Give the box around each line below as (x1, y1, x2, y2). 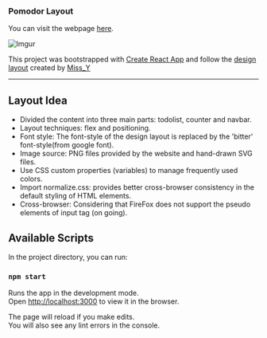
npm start (8, 272, 46, 281)
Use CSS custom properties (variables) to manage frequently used (19, 166, 238, 175)
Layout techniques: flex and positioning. (19, 124, 151, 133)
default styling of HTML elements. (19, 191, 132, 201)
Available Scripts (8, 231, 94, 245)
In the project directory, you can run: (8, 252, 128, 261)
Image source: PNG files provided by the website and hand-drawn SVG (19, 149, 253, 159)
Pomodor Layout (8, 6, 74, 17)
